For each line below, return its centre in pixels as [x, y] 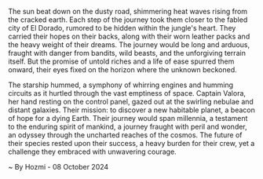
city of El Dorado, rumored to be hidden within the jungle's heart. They [122, 28]
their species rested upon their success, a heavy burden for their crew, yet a [131, 143]
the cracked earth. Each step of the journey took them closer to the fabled [128, 20]
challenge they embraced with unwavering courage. [92, 152]
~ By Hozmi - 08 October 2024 [58, 167]
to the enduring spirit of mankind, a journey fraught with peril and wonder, [128, 126]
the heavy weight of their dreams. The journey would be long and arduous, [129, 45]
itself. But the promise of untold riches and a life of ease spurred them [121, 61]
